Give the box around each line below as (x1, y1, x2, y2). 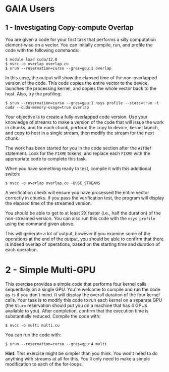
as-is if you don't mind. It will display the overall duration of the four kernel (5, 291, 160, 298)
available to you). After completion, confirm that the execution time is (5, 307, 149, 313)
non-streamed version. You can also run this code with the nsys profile (5, 216, 155, 221)
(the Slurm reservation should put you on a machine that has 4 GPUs (5, 302, 147, 308)
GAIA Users (5, 3, 55, 15)
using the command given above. (5, 221, 75, 227)
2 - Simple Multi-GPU (5, 264, 96, 276)
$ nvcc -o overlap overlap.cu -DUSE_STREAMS (5, 181, 100, 186)
